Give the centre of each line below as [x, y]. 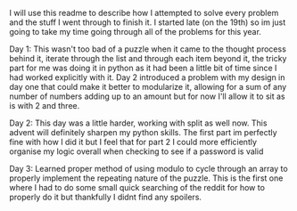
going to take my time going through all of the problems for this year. [135, 32]
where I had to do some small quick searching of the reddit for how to [137, 187]
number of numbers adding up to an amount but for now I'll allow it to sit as [147, 96]
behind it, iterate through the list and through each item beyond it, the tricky [148, 58]
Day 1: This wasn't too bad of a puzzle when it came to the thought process [148, 49]
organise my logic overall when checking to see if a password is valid [136, 151]
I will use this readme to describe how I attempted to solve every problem [144, 13]
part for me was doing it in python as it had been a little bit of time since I [143, 68]
